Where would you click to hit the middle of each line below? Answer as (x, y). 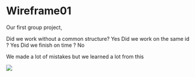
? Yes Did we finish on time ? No (45, 45)
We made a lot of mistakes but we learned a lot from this (75, 56)
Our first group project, (34, 27)
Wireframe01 (39, 11)
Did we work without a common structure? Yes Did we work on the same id (98, 38)
